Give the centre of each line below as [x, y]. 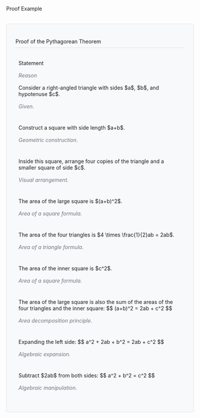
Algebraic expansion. [45, 354]
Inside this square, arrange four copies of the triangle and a [91, 161]
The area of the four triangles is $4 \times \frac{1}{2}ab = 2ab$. [96, 235]
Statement [31, 63]
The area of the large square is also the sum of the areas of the [96, 302]
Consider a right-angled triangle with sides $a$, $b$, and [89, 88]
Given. [26, 106]
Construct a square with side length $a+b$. [72, 127]
